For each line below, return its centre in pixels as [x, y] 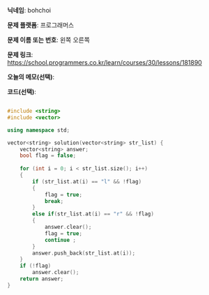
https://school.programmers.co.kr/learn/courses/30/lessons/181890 [104, 62]
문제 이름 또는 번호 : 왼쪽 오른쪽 [49, 40]
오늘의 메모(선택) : [31, 77]
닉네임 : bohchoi [29, 10]
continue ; [60, 240]
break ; [54, 201]
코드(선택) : [22, 92]
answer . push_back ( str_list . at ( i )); [84, 253]
